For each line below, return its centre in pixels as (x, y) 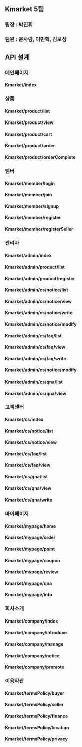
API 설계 (17, 57)
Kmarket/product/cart (29, 134)
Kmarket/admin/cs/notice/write (39, 313)
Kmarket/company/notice (32, 655)
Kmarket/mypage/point (30, 549)
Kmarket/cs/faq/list (26, 454)
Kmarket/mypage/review (32, 572)
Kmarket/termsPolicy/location (37, 727)
